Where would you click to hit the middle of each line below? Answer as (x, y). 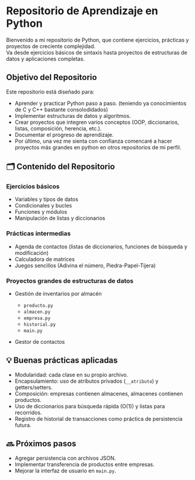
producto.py (38, 306)
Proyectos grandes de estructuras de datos (70, 281)
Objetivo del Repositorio (52, 77)
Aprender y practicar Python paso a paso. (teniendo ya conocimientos (100, 103)
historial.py (40, 325)
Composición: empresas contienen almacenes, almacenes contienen (99, 393)
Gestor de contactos (40, 342)
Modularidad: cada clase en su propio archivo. (71, 375)
